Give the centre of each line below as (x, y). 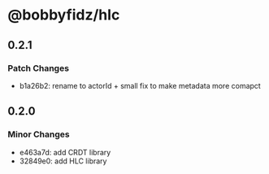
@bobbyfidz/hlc (64, 15)
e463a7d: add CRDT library (65, 152)
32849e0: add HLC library (63, 161)
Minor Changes (39, 134)
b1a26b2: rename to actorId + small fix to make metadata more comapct (140, 85)
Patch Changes (39, 68)
